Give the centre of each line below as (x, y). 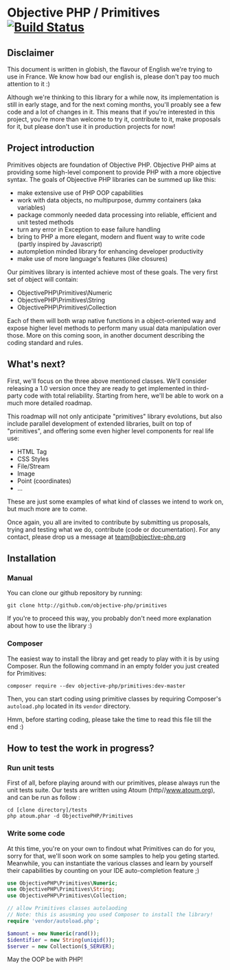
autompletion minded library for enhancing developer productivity (110, 251)
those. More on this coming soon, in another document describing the (106, 335)
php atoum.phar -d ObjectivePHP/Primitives (70, 816)
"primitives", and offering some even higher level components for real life (111, 431)
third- (201, 388)
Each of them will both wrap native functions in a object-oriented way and (112, 320)
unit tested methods (45, 222)
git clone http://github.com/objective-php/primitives (87, 606)
